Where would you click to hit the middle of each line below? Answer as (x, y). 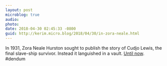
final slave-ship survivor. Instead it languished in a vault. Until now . (75, 53)
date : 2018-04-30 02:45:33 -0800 (41, 29)
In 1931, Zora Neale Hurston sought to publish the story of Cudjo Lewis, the (84, 48)
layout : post (19, 10)
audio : (12, 19)
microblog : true (22, 15)
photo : (12, 24)
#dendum (15, 59)
